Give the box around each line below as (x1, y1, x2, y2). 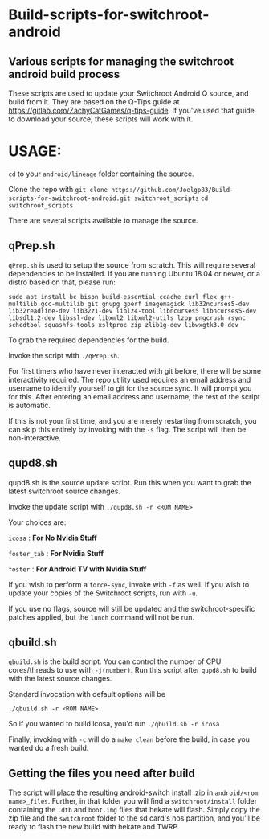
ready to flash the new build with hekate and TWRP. (8, 822, 180, 832)
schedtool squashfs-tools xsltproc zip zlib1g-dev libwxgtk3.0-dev (8, 321, 239, 329)
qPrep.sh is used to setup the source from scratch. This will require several (8, 260, 255, 270)
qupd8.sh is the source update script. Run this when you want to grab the (8, 477, 251, 487)
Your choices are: (8, 517, 67, 527)
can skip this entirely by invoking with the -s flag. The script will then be (8, 424, 247, 434)
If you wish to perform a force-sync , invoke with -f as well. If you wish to (8, 579, 250, 589)
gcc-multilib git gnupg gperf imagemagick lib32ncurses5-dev (40, 300, 250, 308)
